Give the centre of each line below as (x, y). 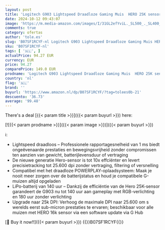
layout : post (18, 10)
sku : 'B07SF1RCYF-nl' (27, 46)
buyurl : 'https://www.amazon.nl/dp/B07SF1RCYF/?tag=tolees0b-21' (73, 92)
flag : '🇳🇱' (17, 83)
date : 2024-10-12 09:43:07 (33, 19)
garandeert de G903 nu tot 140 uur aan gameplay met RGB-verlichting (83, 192)
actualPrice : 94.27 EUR (29, 55)
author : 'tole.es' (24, 37)
